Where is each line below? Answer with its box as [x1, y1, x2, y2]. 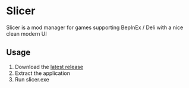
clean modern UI [6, 30, 48, 37]
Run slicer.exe [14, 76, 49, 83]
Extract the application [14, 70, 70, 77]
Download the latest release [14, 63, 84, 70]
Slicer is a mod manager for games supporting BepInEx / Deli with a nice [6, 24, 184, 31]
